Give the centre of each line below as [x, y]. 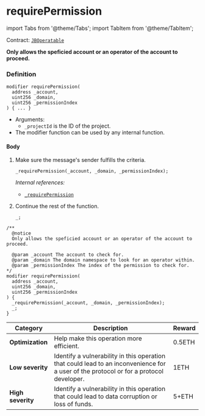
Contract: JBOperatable [35, 40]
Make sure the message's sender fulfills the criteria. [81, 160]
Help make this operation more [98, 338]
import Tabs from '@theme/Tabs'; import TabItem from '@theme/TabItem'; [100, 28]
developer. [69, 379]
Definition [21, 74]
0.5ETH [184, 342]
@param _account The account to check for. [68, 255]
